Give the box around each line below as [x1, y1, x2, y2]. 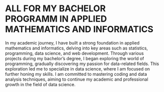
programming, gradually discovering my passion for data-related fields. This [5, 61, 160, 67]
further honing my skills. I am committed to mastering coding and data [5, 71, 147, 77]
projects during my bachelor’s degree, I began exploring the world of [5, 55, 144, 61]
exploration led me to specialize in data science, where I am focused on [5, 66, 150, 71]
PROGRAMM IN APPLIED [5, 13, 107, 24]
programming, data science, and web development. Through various [5, 50, 144, 56]
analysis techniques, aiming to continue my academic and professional [5, 76, 148, 82]
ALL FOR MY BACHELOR [5, 3, 106, 14]
